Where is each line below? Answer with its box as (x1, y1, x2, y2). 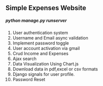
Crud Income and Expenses (12, 51, 69, 57)
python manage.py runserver (5, 17, 67, 23)
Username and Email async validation (12, 35, 88, 41)
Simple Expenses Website (5, 4, 86, 12)
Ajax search (12, 56, 37, 62)
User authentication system (12, 30, 68, 36)
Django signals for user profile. (12, 71, 75, 77)
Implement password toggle (12, 40, 69, 46)
